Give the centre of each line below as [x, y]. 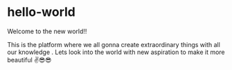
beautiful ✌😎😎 [29, 60]
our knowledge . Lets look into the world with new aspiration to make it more [116, 52]
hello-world [42, 12]
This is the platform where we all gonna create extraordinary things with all [114, 44]
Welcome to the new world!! [47, 31]
